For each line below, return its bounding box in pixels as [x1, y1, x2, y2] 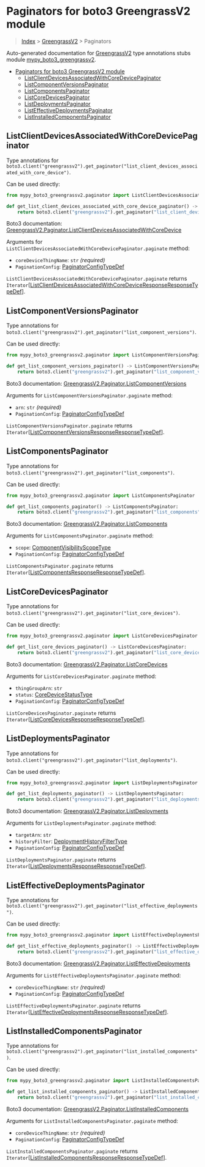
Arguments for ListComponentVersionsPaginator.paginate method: [6, 391, 173, 399]
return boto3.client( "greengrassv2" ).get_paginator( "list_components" [17, 509, 201, 515]
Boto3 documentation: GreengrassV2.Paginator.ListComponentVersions [6, 380, 187, 387]
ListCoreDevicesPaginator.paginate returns [6, 709, 117, 716]
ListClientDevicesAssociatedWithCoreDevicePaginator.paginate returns [6, 275, 187, 282]
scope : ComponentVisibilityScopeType [15, 544, 111, 551]
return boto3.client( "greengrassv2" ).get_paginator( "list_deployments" [17, 797, 203, 803]
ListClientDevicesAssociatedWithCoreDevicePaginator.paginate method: [6, 245, 190, 252]
